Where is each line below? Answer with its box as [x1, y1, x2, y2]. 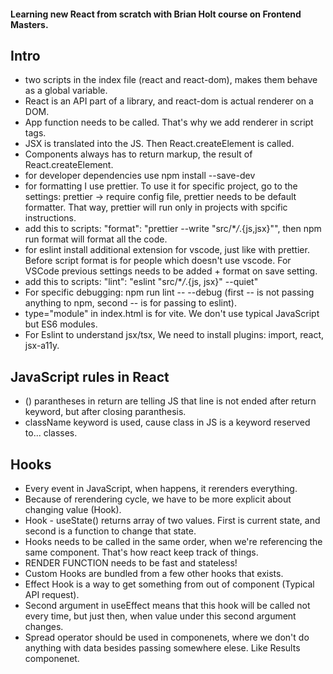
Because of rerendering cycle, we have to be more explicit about [24, 493, 292, 505]
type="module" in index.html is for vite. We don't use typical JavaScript [24, 308, 320, 320]
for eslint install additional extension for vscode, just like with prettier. [24, 244, 310, 256]
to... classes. [24, 427, 78, 439]
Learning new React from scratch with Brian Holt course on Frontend [10, 8, 302, 20]
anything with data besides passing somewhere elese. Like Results [24, 642, 301, 654]
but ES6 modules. [24, 318, 98, 330]
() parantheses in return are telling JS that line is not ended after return [24, 395, 317, 407]
